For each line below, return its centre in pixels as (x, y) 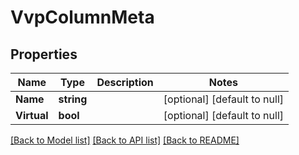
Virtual (32, 115)
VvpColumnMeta (82, 17)
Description (125, 82)
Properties (44, 54)
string (73, 99)
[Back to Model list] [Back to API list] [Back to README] (125, 140)
